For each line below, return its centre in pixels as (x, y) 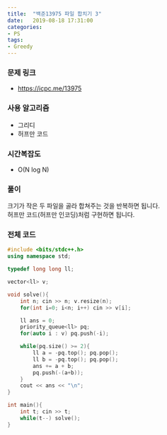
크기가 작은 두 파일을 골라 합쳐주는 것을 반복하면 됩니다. (84, 206)
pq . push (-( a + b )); (58, 373)
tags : (15, 40)
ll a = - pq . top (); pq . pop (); (76, 353)
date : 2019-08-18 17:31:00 (50, 20)
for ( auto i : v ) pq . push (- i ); (65, 334)
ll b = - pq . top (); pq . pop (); (76, 359)
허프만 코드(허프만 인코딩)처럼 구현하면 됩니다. (71, 215)
